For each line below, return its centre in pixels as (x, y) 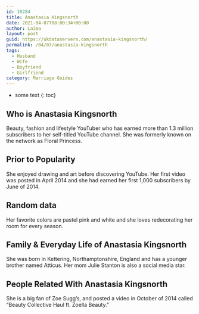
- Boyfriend (27, 67)
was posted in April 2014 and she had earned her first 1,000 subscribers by (98, 180)
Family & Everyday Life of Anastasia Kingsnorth (97, 245)
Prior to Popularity (41, 159)
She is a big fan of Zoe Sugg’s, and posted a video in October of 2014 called (99, 299)
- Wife (20, 61)
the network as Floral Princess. (44, 141)
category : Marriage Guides (40, 78)
